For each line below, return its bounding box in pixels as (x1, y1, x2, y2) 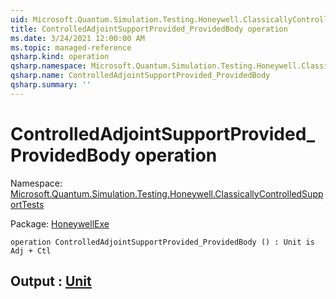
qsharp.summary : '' (10, 80, 92, 90)
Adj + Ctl (10, 246, 52, 256)
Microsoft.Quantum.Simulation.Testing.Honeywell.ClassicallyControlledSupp (10, 187, 324, 200)
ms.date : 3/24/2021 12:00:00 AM (10, 33, 145, 43)
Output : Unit (10, 273, 92, 290)
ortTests (10, 198, 45, 210)
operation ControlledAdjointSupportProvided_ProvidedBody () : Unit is (10, 237, 315, 247)
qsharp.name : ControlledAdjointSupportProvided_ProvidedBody (10, 71, 271, 81)
